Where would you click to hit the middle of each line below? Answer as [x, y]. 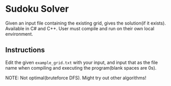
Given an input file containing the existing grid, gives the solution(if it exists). [86, 23]
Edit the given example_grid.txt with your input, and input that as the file [82, 62]
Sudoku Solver [37, 9]
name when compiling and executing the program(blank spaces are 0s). [81, 68]
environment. [19, 34]
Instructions [25, 50]
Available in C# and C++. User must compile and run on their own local [80, 28]
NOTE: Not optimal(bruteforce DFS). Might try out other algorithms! [76, 78]
